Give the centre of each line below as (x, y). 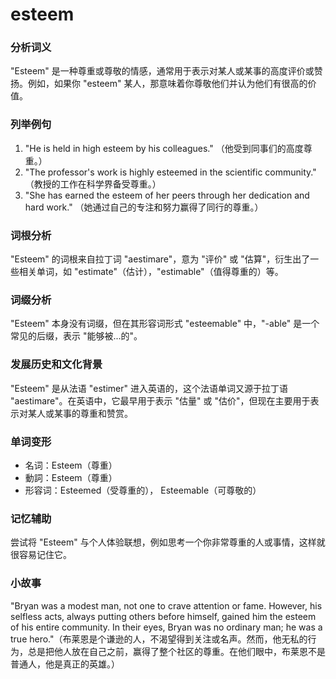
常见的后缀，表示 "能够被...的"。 (76, 336)
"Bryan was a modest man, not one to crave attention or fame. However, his (166, 605)
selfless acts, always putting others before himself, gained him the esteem (163, 616)
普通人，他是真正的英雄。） (65, 664)
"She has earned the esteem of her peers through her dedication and (167, 195)
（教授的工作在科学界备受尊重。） (93, 184)
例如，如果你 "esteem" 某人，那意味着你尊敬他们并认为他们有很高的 (167, 84)
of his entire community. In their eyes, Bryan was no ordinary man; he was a (166, 627)
